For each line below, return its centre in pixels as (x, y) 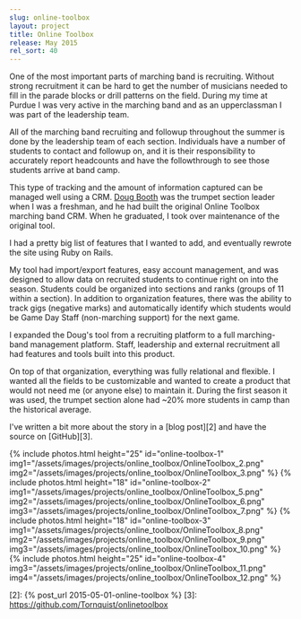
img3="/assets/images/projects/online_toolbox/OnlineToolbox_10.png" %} (145, 549)
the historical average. (51, 410)
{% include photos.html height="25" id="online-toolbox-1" (117, 454)
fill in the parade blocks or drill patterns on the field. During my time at (138, 96)
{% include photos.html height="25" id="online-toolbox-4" (118, 559)
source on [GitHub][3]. (51, 437)
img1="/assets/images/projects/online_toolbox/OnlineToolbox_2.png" (137, 464)
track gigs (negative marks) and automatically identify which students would (150, 308)
